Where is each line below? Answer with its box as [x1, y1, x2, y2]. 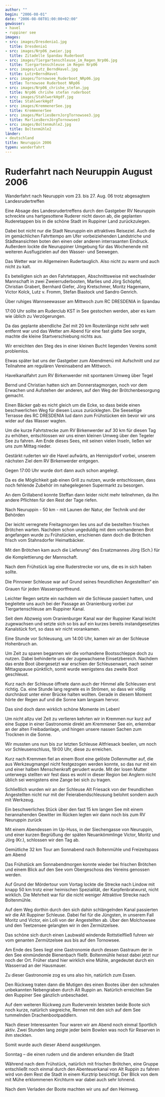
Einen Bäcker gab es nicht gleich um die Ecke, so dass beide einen [5, 402, 140, 408]
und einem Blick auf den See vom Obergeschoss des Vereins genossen [5, 867, 150, 872]
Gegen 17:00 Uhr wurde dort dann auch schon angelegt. [5, 467, 119, 473]
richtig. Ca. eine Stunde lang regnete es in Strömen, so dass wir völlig [5, 686, 146, 692]
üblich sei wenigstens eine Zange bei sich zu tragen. [5, 777, 111, 783]
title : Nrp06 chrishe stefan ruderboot [9, 90, 91, 95]
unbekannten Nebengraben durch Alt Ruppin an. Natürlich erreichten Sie [5, 986, 152, 992]
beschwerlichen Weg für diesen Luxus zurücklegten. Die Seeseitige [5, 407, 142, 413]
